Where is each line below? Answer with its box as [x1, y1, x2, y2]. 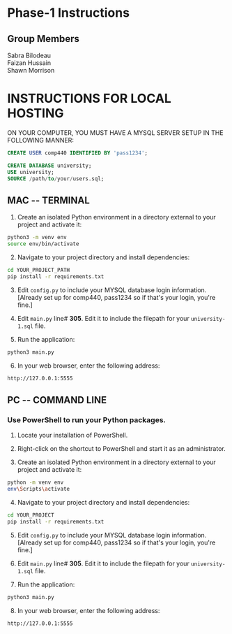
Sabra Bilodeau [7, 51, 51, 59]
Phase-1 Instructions [7, 5, 130, 21]
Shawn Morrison [7, 66, 55, 74]
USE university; [7, 168, 54, 175]
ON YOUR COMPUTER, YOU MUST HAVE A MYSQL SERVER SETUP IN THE [7, 128, 224, 137]
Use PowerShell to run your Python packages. [7, 415, 166, 424]
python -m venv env [7, 479, 64, 487]
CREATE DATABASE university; [7, 162, 92, 169]
